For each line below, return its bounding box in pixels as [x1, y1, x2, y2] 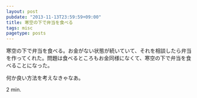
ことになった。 [16, 62, 53, 69]
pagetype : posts [6, 31, 46, 36]
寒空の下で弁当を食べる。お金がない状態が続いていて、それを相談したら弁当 [6, 48, 192, 55]
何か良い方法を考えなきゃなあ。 [6, 75, 84, 82]
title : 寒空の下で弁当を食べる [6, 19, 73, 25]
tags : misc [6, 25, 33, 31]
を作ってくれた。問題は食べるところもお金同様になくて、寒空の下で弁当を [6, 55, 186, 62]
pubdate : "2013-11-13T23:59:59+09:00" [6, 14, 101, 20]
